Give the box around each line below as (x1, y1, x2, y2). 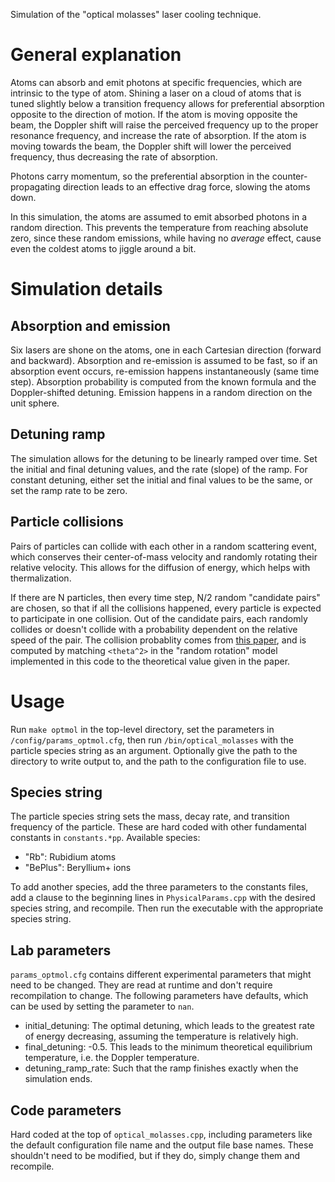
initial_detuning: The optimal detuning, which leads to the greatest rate (24, 1020, 315, 1032)
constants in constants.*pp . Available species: (10, 832, 201, 844)
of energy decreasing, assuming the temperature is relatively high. (24, 1030, 299, 1043)
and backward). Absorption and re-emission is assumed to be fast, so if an (10, 354, 318, 366)
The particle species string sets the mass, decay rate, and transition (10, 810, 290, 823)
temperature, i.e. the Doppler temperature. (24, 1052, 200, 1064)
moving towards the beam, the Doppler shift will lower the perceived (10, 140, 292, 152)
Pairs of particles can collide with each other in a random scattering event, (10, 540, 317, 552)
